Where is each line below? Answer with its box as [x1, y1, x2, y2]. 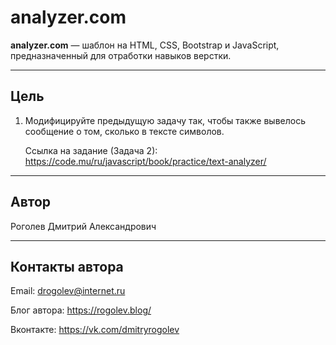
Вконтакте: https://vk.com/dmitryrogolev [10, 324, 180, 336]
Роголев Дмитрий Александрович [10, 220, 157, 232]
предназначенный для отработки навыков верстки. [10, 49, 232, 61]
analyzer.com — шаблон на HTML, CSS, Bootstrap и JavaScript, [10, 39, 280, 51]
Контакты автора [10, 258, 124, 275]
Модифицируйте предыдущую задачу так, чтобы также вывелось [24, 114, 306, 126]
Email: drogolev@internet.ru [10, 285, 126, 297]
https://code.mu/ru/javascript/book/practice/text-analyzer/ [24, 155, 267, 167]
